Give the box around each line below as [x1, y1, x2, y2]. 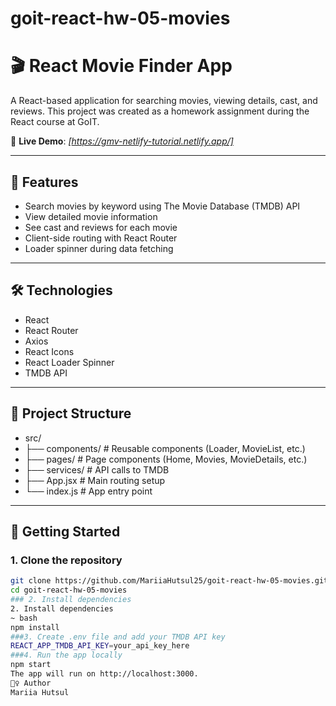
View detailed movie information [24, 210, 158, 222]
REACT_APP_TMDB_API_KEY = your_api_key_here [10, 641, 190, 651]
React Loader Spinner [24, 356, 115, 368]
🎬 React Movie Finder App [10, 55, 233, 77]
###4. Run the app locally [10, 650, 123, 661]
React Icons [24, 345, 75, 357]
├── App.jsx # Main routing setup [24, 474, 166, 486]
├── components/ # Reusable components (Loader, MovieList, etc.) [24, 442, 306, 454]
